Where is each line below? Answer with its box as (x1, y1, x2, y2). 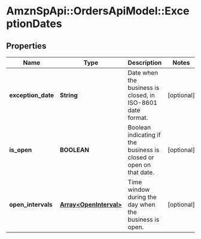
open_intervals (9, 201, 53, 208)
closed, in (127, 91, 156, 99)
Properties (6, 41, 47, 51)
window (127, 186, 150, 193)
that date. (127, 168, 154, 176)
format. (127, 114, 148, 122)
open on (127, 161, 151, 169)
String (59, 91, 78, 99)
